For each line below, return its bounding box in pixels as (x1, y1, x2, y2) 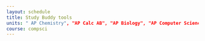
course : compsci (6, 25, 48, 32)
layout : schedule (6, 8, 51, 15)
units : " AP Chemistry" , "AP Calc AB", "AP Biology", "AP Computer (6, 20, 182, 26)
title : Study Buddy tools (6, 14, 72, 20)
